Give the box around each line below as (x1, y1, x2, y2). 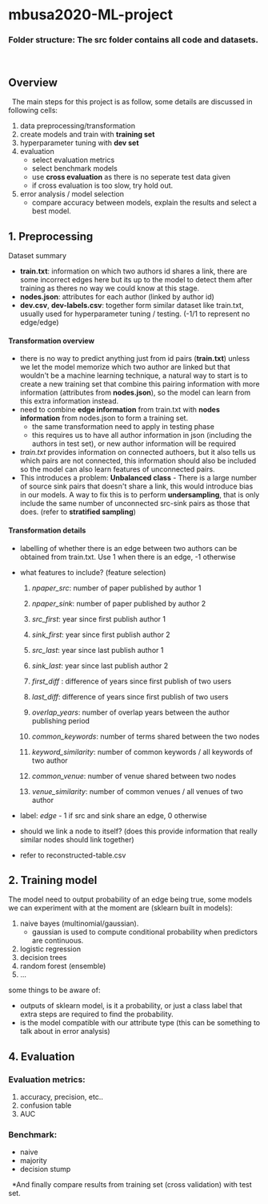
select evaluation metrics (31, 155, 115, 165)
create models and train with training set (19, 130, 155, 140)
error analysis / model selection (19, 189, 124, 199)
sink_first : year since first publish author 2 (31, 630, 170, 639)
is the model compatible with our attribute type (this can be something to (19, 1018, 261, 1028)
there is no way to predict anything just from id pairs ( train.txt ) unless (19, 354, 250, 363)
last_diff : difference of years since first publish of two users (31, 691, 229, 701)
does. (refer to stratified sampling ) (19, 507, 136, 517)
